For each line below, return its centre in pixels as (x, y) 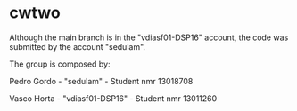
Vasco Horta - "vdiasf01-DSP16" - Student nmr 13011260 (113, 98)
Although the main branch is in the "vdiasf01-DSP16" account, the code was (149, 37)
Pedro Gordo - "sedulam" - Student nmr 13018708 (101, 81)
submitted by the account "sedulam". (77, 46)
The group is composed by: (60, 64)
